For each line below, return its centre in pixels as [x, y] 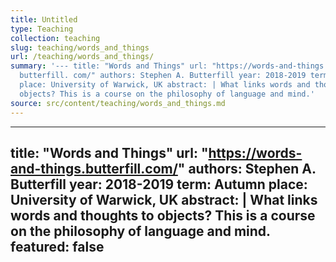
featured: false [57, 246]
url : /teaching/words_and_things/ [82, 57]
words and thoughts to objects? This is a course [163, 215]
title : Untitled [44, 19]
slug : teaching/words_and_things [80, 47]
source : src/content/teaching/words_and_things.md [118, 103]
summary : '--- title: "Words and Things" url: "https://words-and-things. [169, 66]
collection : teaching [55, 38]
